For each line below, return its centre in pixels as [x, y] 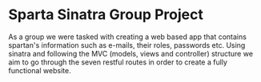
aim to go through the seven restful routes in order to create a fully [118, 62]
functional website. [40, 70]
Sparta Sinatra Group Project [106, 15]
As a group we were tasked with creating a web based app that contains [127, 37]
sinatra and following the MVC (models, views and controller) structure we [131, 53]
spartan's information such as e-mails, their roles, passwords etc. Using [127, 45]
